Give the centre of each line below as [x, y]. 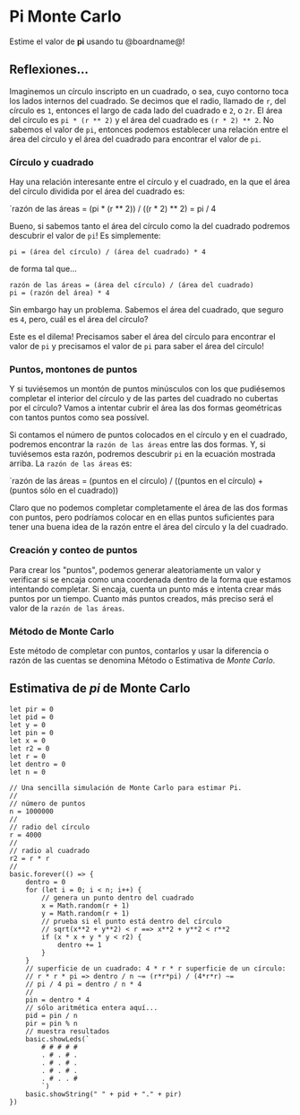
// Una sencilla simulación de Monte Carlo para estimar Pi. [126, 787]
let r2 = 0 [30, 748]
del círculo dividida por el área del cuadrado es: [97, 191]
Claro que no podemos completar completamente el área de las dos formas [149, 508]
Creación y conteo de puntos [73, 550]
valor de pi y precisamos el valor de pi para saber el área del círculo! [137, 347]
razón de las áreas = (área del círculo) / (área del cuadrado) [132, 285]
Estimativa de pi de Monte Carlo [100, 689]
